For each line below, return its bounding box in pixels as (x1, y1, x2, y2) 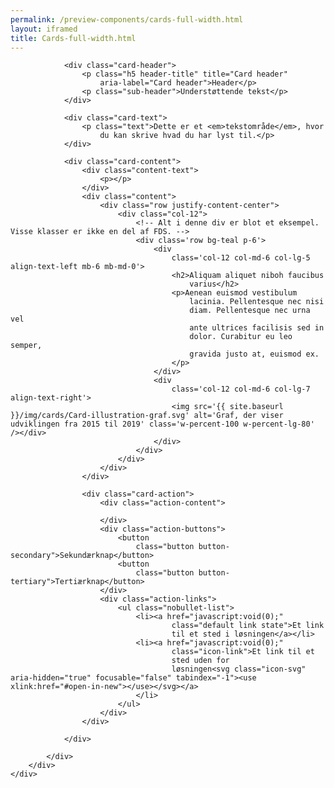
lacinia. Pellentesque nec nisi (189, 297, 325, 307)
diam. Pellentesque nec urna (189, 306, 311, 316)
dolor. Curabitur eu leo (189, 332, 293, 342)
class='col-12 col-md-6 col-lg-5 (171, 253, 311, 263)
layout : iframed (10, 24, 78, 34)
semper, (10, 341, 43, 351)
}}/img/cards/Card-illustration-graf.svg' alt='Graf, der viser (10, 411, 284, 421)
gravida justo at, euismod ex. (189, 349, 320, 360)
